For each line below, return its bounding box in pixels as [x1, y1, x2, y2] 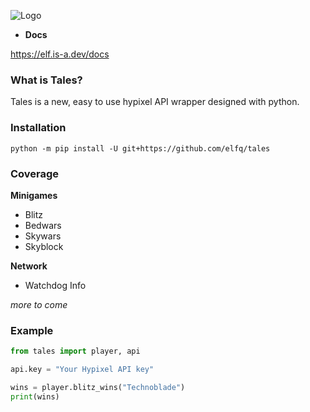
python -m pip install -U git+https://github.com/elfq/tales [10, 143, 271, 154]
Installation [10, 121, 67, 135]
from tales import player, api [10, 346, 141, 357]
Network [10, 260, 48, 272]
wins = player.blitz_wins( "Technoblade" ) [10, 382, 186, 392]
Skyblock [24, 240, 64, 252]
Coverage [10, 166, 60, 180]
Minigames [10, 189, 58, 201]
